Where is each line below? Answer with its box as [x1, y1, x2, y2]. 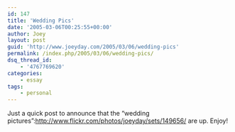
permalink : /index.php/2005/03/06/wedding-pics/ [7, 50, 154, 57]
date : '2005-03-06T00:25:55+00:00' [7, 23, 113, 31]
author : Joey [7, 30, 46, 38]
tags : [7, 83, 23, 90]
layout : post [7, 37, 46, 44]
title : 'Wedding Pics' [7, 17, 75, 24]
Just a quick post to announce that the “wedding [7, 109, 151, 118]
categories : [7, 70, 43, 77]
